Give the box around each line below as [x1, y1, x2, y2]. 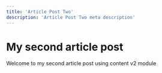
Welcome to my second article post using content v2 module [6, 60, 157, 67]
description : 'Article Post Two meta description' [6, 14, 136, 20]
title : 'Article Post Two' [6, 8, 74, 15]
